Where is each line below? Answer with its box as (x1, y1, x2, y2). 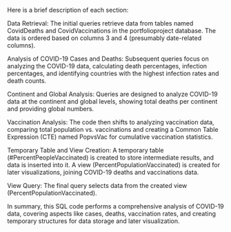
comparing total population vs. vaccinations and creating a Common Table (7, 126, 219, 133)
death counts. (7, 77, 47, 85)
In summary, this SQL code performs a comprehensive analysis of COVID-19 (7, 202, 224, 210)
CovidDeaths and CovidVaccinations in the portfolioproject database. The (7, 27, 216, 35)
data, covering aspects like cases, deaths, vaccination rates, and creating (7, 210, 216, 217)
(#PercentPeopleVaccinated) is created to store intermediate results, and (7, 153, 214, 162)
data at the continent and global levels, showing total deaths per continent (7, 97, 218, 106)
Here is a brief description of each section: (7, 6, 129, 14)
